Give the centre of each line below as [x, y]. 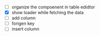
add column [24, 18]
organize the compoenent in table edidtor [53, 7]
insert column [25, 29]
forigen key [23, 23]
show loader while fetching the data [48, 13]
